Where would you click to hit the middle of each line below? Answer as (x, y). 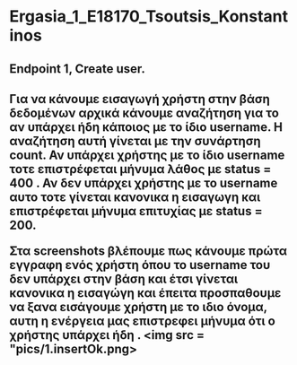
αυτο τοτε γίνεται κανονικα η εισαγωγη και (135, 197)
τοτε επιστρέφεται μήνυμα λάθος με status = (140, 169)
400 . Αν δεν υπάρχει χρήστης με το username (144, 182)
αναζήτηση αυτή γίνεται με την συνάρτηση (135, 141)
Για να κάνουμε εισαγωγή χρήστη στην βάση (140, 99)
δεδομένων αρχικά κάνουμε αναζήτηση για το (144, 113)
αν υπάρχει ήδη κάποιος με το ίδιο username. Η (146, 127)
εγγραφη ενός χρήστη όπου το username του (140, 265)
